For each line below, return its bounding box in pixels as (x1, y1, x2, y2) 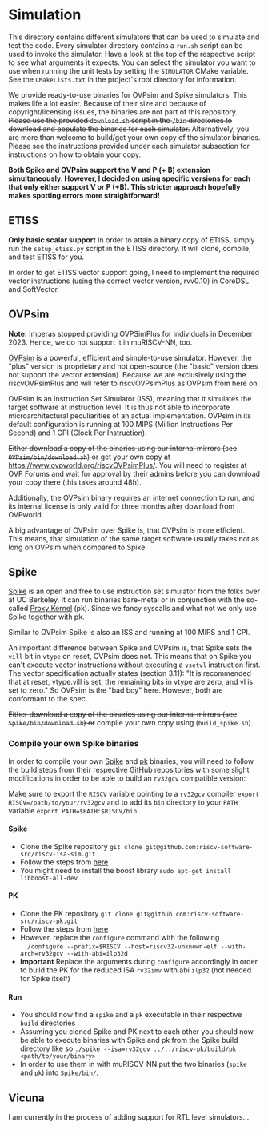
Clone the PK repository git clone (19, 909, 134, 919)
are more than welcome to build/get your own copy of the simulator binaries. (8, 132, 261, 142)
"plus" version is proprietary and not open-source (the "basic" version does (8, 361, 258, 371)
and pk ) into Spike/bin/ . (19, 1068, 98, 1077)
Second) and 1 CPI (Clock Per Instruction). (8, 428, 147, 437)
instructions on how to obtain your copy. (8, 150, 142, 159)
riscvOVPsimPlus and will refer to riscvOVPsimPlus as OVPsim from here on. (8, 378, 260, 388)
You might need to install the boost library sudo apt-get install (19, 865, 232, 875)
